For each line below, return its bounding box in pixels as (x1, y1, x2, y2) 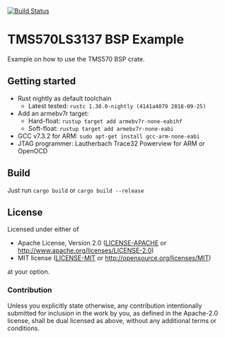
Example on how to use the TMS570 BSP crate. (7, 54, 145, 63)
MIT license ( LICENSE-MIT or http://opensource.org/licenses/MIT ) (17, 254, 212, 262)
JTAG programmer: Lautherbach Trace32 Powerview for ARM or (17, 139, 205, 148)
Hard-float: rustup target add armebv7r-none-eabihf (28, 117, 183, 125)
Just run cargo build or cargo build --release (7, 186, 144, 194)
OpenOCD (17, 146, 48, 155)
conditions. (7, 324, 40, 332)
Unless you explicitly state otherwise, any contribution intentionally (7, 301, 202, 310)
